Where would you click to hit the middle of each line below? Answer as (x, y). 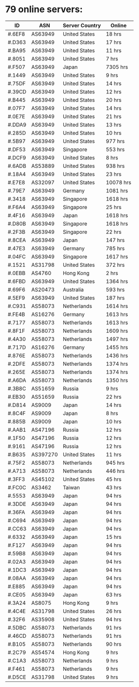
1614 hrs (117, 306)
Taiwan (71, 487)
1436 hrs (117, 355)
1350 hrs (117, 380)
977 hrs (115, 141)
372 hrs (115, 265)
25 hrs (114, 207)
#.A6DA (17, 380)
